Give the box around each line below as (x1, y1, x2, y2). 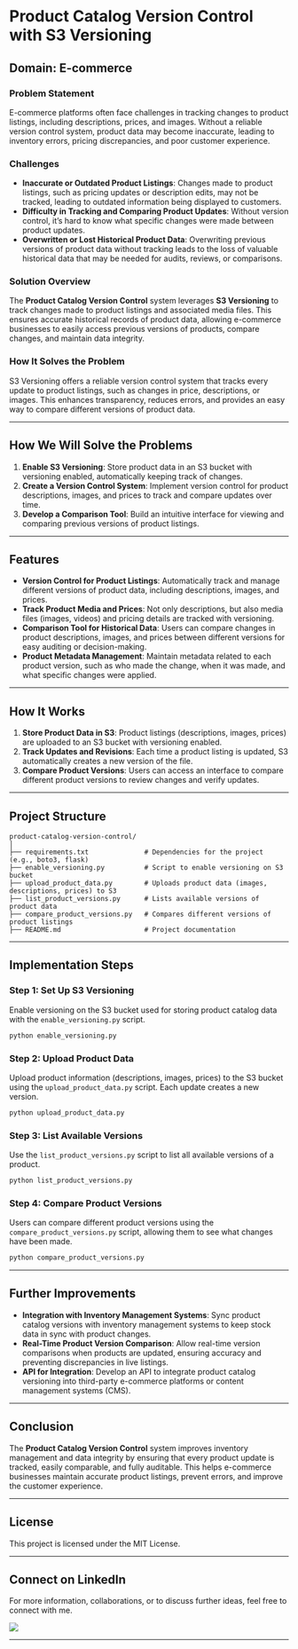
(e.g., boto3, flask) (9, 856, 90, 864)
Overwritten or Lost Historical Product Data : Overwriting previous (21, 234, 266, 245)
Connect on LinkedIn (9, 1572, 127, 1587)
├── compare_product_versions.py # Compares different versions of (9, 910, 272, 919)
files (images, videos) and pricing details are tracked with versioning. (21, 613, 275, 624)
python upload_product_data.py (9, 1108, 125, 1117)
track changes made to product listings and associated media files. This (9, 304, 272, 316)
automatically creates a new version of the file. (21, 756, 193, 767)
